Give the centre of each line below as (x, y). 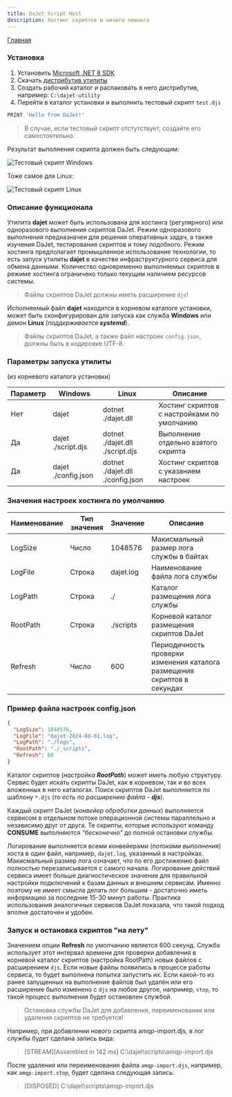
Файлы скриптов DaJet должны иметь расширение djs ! (106, 295)
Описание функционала (50, 207)
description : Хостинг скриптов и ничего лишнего (78, 20)
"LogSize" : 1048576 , (43, 729)
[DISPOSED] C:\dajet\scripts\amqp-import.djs (89, 1086)
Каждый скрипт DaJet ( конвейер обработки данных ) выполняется (105, 810)
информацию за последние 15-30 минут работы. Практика (94, 897)
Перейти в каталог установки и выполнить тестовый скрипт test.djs (119, 102)
